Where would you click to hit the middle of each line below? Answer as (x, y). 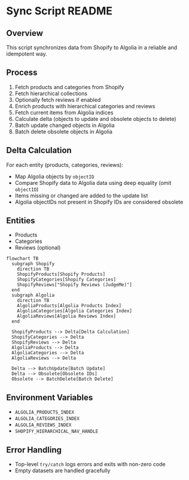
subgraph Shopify (33, 264)
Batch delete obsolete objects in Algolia (63, 131)
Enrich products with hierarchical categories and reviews (85, 106)
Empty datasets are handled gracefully (63, 470)
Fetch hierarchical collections (51, 93)
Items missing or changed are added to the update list (81, 195)
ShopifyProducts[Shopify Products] (61, 274)
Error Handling (34, 450)
